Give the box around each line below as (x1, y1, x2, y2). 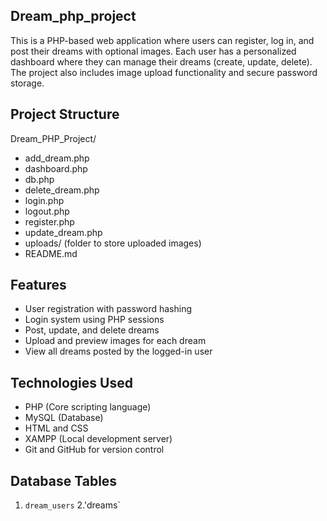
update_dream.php (24, 226, 103, 238)
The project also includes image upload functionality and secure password (10, 66, 318, 78)
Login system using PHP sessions (24, 314, 165, 326)
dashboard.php (24, 162, 88, 174)
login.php (24, 194, 65, 206)
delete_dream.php (24, 184, 100, 196)
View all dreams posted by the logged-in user (24, 345, 213, 358)
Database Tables (10, 472, 118, 489)
